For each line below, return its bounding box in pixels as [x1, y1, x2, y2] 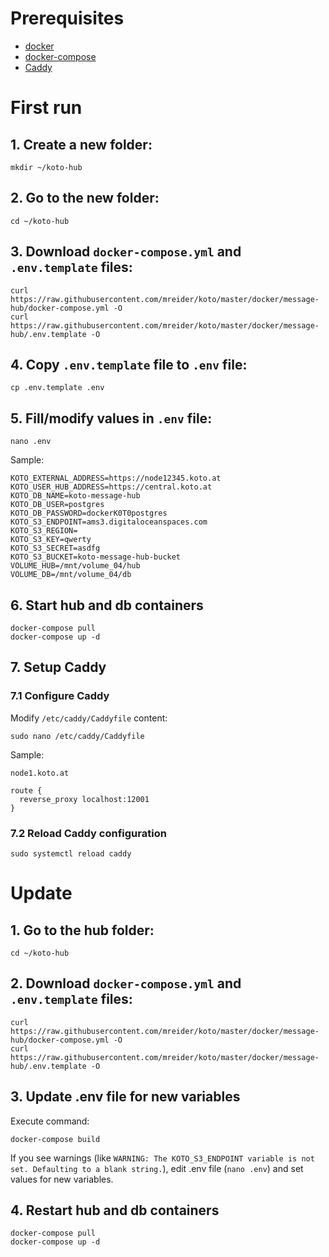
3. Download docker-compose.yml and [10, 243, 242, 261]
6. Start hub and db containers [10, 597, 204, 614]
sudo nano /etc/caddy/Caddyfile [10, 731, 145, 741]
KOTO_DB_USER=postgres [10, 500, 105, 510]
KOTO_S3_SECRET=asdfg [10, 543, 101, 554]
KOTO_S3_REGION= [10, 526, 78, 536]
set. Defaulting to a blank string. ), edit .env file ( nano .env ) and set [10, 1162, 304, 1174]
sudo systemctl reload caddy [10, 848, 132, 859]
